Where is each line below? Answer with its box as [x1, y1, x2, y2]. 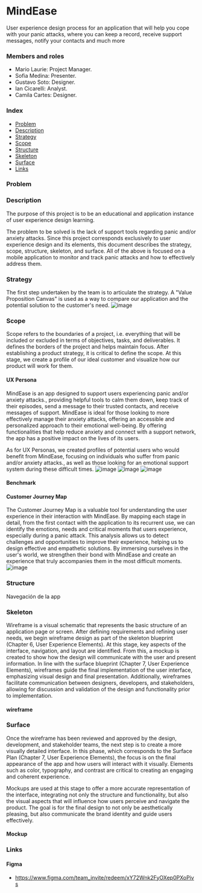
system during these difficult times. [6, 465, 94, 473]
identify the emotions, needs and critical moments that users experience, [6, 526, 188, 533]
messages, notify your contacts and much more [6, 37, 125, 44]
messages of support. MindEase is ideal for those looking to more [6, 409, 170, 416]
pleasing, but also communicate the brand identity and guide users [6, 810, 173, 818]
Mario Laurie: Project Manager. [14, 66, 92, 73]
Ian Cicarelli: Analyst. [14, 85, 68, 92]
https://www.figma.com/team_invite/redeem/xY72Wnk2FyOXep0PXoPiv [14, 874, 194, 881]
